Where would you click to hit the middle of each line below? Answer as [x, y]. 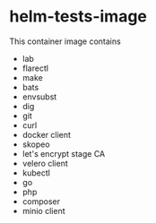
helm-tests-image [78, 17]
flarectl [35, 68]
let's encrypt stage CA [64, 153]
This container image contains [65, 41]
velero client [45, 163]
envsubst [39, 97]
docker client [47, 134]
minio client [43, 210]
